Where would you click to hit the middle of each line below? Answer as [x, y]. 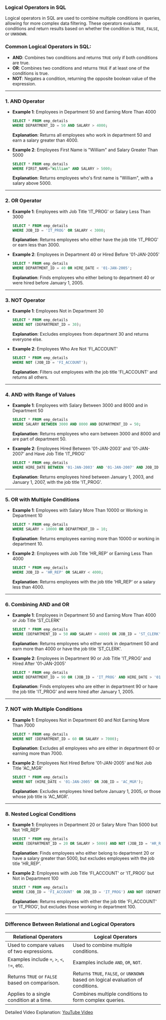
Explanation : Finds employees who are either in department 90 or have [85, 687]
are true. [21, 63]
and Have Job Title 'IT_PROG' [55, 454]
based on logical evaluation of [108, 980]
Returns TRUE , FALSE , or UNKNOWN [108, 974]
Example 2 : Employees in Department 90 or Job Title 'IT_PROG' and [82, 658]
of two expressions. [30, 951]
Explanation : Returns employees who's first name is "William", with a [83, 178]
